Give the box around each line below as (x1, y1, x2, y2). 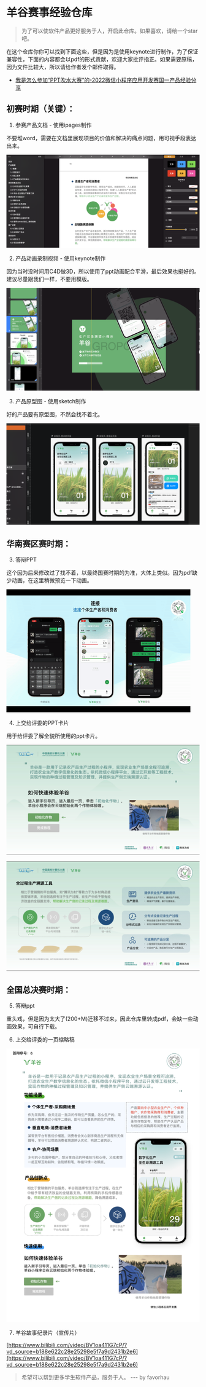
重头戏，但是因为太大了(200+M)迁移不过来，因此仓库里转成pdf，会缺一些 (6, 1015, 193, 1022)
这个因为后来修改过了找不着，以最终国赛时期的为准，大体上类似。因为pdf (6, 569, 193, 577)
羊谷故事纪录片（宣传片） (15, 1329, 80, 1336)
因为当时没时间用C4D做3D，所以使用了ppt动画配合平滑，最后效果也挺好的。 (6, 267, 200, 275)
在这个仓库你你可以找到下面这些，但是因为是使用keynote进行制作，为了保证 (6, 47, 199, 55)
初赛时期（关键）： (6, 104, 75, 114)
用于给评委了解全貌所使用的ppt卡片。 (6, 732, 101, 740)
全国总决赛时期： (6, 984, 71, 995)
